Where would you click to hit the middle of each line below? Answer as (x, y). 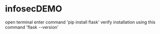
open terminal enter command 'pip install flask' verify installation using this (80, 22)
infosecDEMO (34, 9)
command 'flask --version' (32, 27)
